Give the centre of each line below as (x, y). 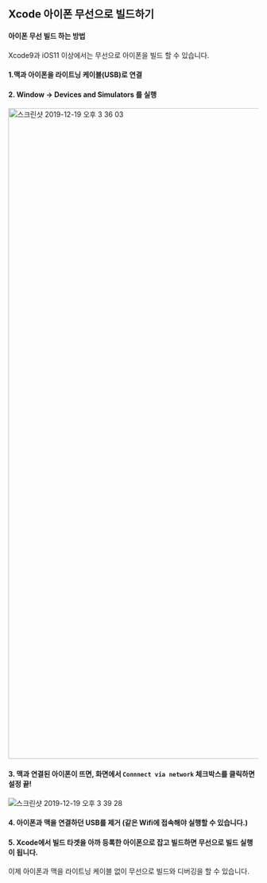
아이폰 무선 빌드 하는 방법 (47, 36)
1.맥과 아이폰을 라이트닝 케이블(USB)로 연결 (75, 75)
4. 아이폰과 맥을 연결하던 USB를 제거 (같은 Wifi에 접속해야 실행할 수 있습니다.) (128, 823)
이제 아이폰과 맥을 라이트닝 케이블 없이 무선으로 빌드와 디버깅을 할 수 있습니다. (129, 871)
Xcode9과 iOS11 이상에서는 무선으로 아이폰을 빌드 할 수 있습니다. (109, 55)
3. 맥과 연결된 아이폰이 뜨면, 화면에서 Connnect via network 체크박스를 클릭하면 (132, 773)
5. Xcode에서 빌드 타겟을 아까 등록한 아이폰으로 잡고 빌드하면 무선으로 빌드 (124, 842)
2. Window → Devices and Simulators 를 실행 (83, 94)
